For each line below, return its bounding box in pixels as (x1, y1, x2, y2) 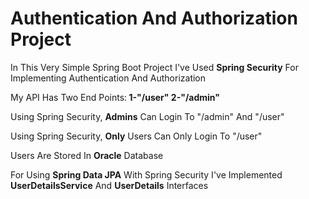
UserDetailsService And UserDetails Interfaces (10, 179, 209, 191)
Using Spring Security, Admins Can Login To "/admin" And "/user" (10, 110, 285, 122)
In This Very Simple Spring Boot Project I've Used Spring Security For (10, 61, 299, 73)
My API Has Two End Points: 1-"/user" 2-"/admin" (10, 91, 221, 103)
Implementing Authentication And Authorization (10, 72, 207, 84)
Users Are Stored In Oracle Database (10, 149, 164, 161)
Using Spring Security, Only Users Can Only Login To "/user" (10, 130, 263, 142)
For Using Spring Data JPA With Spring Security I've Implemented (10, 168, 283, 181)
